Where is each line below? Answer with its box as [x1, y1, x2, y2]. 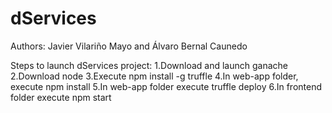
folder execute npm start [10, 91, 112, 103]
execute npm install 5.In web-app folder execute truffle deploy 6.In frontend [10, 80, 322, 92]
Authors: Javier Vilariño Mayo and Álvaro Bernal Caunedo [10, 40, 248, 52]
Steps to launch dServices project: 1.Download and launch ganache [10, 59, 289, 71]
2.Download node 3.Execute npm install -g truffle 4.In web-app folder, [10, 70, 299, 82]
